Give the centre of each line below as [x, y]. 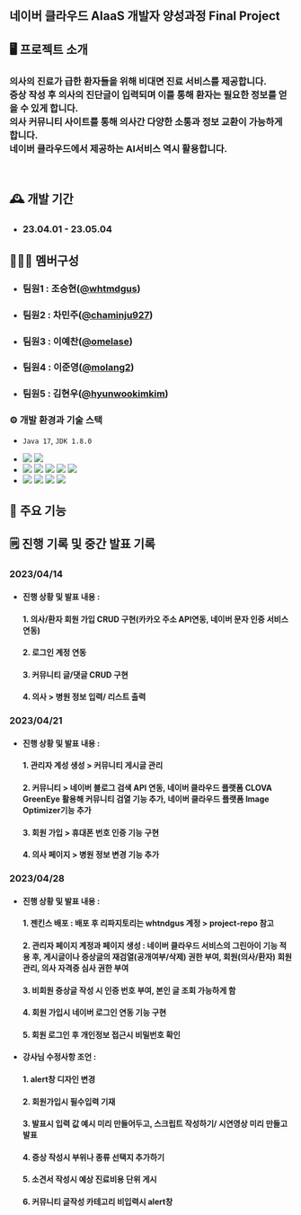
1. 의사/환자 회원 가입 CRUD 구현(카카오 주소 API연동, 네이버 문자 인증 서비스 [155, 619]
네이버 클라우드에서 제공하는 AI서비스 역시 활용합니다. [118, 148]
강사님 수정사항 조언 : [59, 1057]
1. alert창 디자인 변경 [59, 1079]
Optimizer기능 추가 [57, 811]
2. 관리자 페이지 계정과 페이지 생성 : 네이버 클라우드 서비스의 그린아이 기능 [150, 945]
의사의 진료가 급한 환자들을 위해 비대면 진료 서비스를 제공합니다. [138, 81]
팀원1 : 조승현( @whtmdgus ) [81, 288]
